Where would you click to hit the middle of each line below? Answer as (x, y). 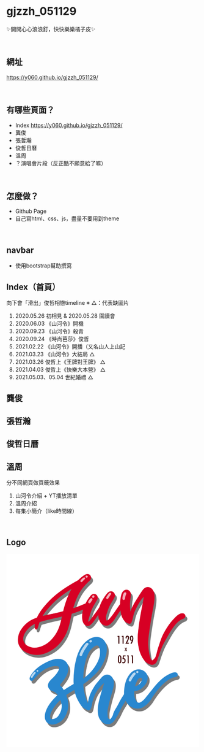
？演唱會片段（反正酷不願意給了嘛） (61, 163)
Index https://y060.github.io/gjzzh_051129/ (69, 125)
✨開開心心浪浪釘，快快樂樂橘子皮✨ (51, 29)
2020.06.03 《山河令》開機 (49, 324)
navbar (20, 250)
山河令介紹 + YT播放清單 (46, 496)
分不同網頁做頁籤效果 (33, 482)
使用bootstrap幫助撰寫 (43, 266)
